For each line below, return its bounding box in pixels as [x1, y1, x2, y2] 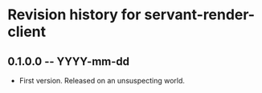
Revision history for [7, 6, 141, 24]
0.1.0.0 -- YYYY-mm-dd [7, 55, 130, 68]
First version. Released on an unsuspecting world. [18, 76, 186, 85]
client [7, 22, 47, 41]
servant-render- [144, 6, 255, 24]
